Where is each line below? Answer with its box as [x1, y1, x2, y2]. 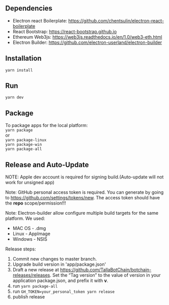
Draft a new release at [12, 267, 60, 273]
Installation [5, 54, 42, 63]
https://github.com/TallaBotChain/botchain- [60, 267, 152, 273]
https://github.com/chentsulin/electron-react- [68, 17, 164, 23]
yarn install [5, 67, 33, 73]
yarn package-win [5, 142, 42, 147]
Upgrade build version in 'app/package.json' [12, 261, 106, 267]
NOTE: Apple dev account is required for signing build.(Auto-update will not [5, 174, 164, 180]
